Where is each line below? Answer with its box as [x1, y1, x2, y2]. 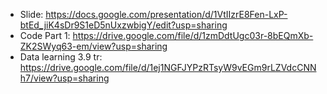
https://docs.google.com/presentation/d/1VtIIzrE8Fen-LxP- [45, 9, 288, 20]
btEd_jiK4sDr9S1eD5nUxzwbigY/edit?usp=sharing [19, 19, 228, 31]
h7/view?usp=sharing [19, 72, 110, 84]
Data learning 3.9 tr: [19, 51, 103, 63]
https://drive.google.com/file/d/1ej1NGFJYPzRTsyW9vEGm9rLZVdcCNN [19, 62, 317, 73]
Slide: [19, 9, 44, 20]
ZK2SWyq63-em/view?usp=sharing [19, 40, 168, 52]
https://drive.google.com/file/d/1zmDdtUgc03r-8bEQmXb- [72, 30, 314, 41]
